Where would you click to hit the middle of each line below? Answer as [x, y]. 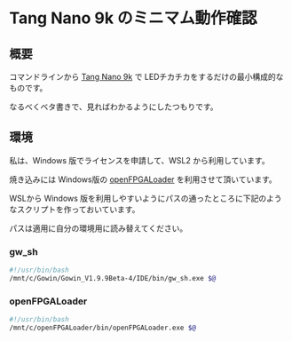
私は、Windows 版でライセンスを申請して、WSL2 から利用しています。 [139, 160]
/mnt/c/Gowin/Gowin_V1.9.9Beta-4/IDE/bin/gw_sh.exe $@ [113, 278]
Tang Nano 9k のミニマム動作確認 [133, 18]
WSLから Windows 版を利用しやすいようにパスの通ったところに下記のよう [146, 198]
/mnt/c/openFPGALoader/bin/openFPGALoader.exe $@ [103, 328]
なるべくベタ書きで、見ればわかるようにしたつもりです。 [114, 107]
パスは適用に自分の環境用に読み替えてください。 [99, 228]
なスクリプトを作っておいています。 [75, 209]
